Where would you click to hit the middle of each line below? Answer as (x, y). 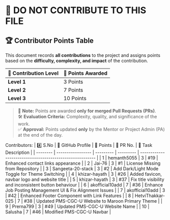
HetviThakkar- (150, 196)
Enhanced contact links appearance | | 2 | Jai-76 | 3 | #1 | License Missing (83, 163)
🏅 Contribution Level (33, 73)
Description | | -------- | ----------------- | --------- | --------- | (72, 152)
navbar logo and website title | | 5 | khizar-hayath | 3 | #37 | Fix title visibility (85, 179)
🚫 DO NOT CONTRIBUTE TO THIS (76, 10)
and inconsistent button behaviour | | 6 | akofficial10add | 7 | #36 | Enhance (84, 185)
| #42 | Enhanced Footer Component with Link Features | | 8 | (69, 196)
